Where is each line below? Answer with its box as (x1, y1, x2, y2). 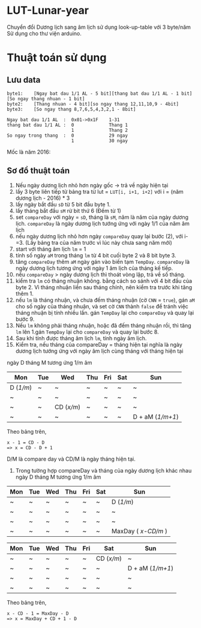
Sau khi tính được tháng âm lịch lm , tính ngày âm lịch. (15, 334, 147, 342)
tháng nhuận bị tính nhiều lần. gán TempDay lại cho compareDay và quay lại (15, 309, 194, 316)
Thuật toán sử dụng (7, 51, 107, 65)
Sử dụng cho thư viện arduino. (7, 29, 82, 37)
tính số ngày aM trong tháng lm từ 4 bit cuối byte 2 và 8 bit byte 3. (15, 251, 176, 259)
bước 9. (15, 315, 35, 323)
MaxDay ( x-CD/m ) (111, 527, 167, 535)
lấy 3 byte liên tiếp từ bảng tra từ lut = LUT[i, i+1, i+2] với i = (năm (15, 188, 184, 195)
